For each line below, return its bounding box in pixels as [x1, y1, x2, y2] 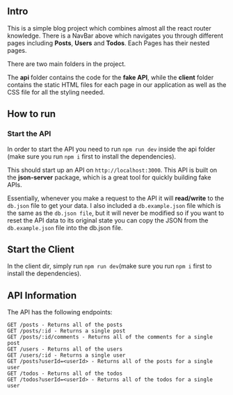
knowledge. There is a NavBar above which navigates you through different [7, 31, 224, 40]
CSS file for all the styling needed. [7, 88, 105, 96]
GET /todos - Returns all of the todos [7, 370, 123, 378]
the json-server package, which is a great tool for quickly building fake [7, 173, 211, 182]
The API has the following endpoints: [7, 308, 113, 316]
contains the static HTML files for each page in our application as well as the [7, 80, 227, 89]
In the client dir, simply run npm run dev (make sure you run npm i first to [7, 262, 212, 271]
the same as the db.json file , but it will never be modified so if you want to [7, 209, 225, 217]
